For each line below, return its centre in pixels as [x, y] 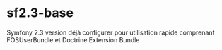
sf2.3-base [40, 13]
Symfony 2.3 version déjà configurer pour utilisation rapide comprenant [111, 32]
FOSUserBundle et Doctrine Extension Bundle [73, 39]
